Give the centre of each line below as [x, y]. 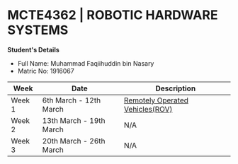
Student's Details [34, 49]
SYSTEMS [38, 30]
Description [176, 88]
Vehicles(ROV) [148, 109]
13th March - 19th [74, 120]
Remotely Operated [156, 100]
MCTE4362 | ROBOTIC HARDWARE [113, 15]
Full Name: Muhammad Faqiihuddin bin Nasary [86, 63]
